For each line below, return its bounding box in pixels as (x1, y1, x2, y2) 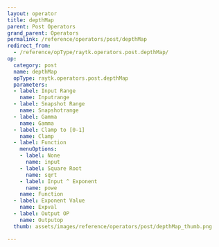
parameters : (13, 81, 49, 88)
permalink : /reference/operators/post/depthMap (7, 36, 148, 43)
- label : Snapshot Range (13, 101, 85, 108)
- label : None (19, 152, 60, 160)
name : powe (25, 185, 58, 191)
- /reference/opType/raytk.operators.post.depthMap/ (13, 49, 169, 56)
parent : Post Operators (7, 23, 76, 30)
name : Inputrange (19, 94, 70, 101)
